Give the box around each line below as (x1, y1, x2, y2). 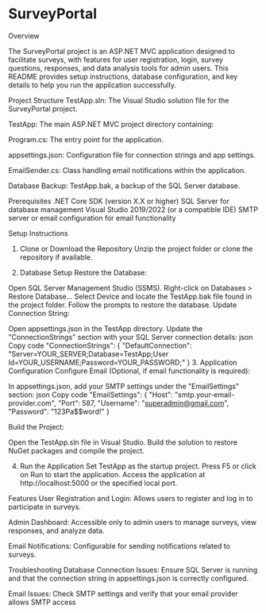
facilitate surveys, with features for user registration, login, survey (8, 55, 224, 64)
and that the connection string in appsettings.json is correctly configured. (8, 573, 249, 583)
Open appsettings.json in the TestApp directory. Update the (8, 323, 203, 333)
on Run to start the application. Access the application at (19, 469, 206, 479)
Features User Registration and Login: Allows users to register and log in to (8, 493, 253, 503)
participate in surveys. (8, 502, 82, 511)
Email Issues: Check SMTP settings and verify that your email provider (8, 588, 238, 598)
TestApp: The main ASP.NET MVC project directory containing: (8, 119, 214, 129)
